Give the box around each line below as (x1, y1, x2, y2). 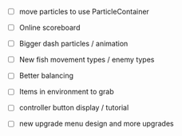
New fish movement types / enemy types (18, 55, 155, 65)
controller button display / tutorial (18, 103, 129, 113)
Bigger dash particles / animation (18, 39, 129, 49)
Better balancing (18, 71, 73, 81)
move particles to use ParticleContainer (18, 7, 149, 16)
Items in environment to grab (18, 87, 115, 97)
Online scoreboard (18, 23, 81, 33)
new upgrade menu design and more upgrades (18, 119, 174, 129)
